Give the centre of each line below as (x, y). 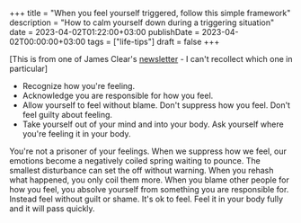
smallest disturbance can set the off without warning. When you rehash (142, 170)
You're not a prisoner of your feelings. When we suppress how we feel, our (148, 151)
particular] (28, 68)
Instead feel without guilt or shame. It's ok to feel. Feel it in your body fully (146, 199)
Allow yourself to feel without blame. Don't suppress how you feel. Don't (156, 105)
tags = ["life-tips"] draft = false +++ (154, 41)
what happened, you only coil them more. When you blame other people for (149, 180)
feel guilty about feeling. (67, 115)
